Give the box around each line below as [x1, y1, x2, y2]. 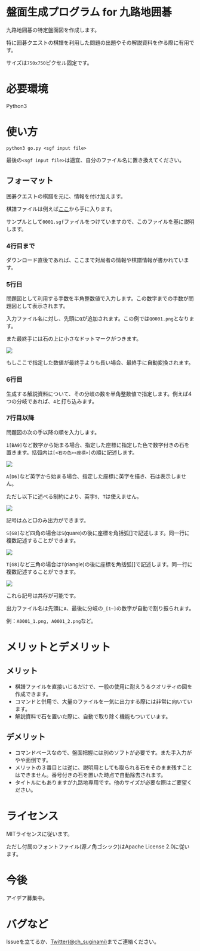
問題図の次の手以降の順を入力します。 [6, 428, 100, 436]
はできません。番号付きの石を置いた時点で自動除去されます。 [14, 771, 166, 779]
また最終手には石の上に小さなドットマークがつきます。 [6, 335, 142, 342]
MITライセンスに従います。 [6, 830, 73, 837]
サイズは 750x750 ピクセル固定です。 [6, 59, 93, 66]
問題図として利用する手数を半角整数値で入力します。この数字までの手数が [6, 295, 189, 302]
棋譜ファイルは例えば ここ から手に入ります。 [6, 205, 116, 212]
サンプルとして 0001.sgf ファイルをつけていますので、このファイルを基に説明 [6, 218, 195, 225]
